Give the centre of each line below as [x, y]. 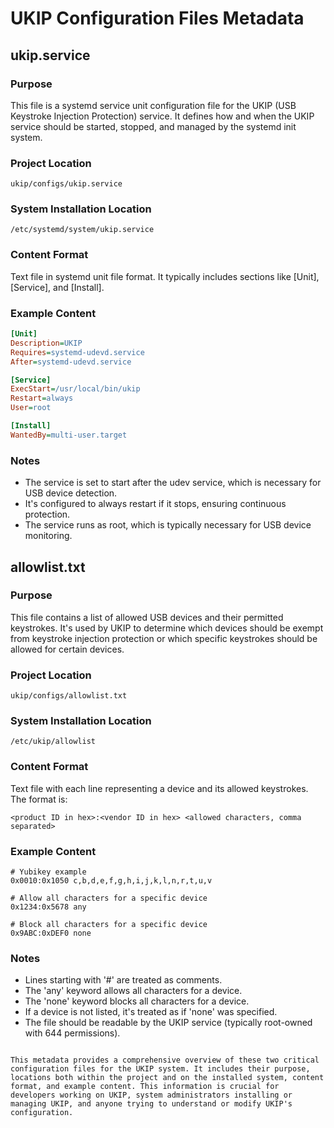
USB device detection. [71, 493]
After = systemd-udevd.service [71, 362]
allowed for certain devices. [67, 649]
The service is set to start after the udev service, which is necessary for [173, 483]
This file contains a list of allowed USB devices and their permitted [147, 617]
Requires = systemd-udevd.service [77, 352]
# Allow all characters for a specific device [109, 898]
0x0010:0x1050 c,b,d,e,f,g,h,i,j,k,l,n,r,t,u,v [111, 880]
